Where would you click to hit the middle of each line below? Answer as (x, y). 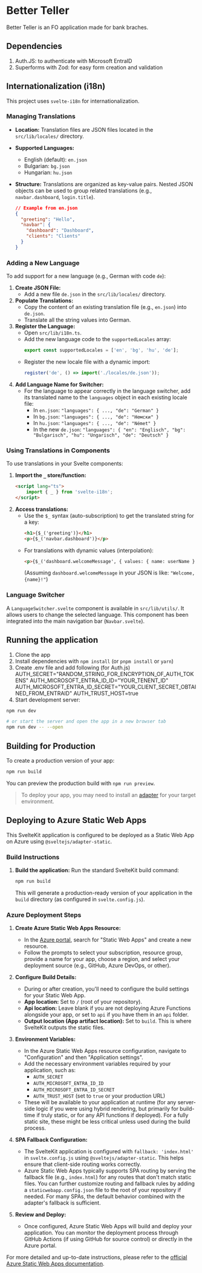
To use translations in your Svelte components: (65, 464)
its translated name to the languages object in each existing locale (106, 397)
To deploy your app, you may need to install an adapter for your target (108, 795)
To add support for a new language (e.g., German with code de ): (86, 276)
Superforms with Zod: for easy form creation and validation (89, 67)
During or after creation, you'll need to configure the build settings (106, 989)
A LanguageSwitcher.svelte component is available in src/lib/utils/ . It (95, 608)
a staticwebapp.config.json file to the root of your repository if (103, 1190)
